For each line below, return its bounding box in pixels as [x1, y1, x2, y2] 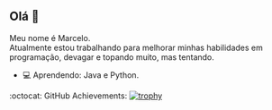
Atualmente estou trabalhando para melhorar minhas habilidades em [9, 42, 263, 53]
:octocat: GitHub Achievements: [9, 90, 128, 101]
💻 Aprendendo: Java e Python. [22, 69, 140, 80]
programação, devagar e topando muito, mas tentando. [9, 51, 214, 63]
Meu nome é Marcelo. [9, 32, 91, 43]
